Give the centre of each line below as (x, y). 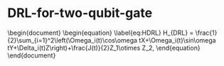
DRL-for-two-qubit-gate (80, 13)
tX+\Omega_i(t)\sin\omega (177, 40)
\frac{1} (206, 33)
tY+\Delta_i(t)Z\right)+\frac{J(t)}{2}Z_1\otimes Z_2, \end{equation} (104, 48)
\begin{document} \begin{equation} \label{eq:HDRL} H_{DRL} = (101, 33)
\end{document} (32, 55)
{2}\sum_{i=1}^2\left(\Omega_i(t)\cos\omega (72, 40)
